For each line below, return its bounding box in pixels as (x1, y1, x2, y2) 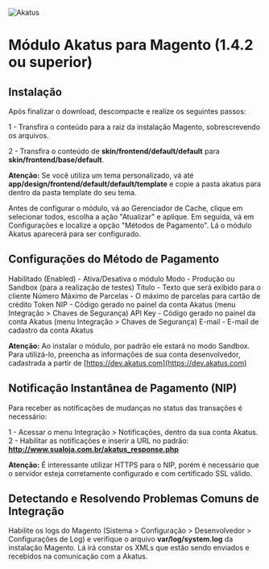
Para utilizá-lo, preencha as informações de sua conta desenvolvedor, (8, 349, 241, 359)
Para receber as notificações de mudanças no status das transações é (8, 403, 243, 412)
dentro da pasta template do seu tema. (8, 188, 137, 197)
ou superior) (8, 53, 93, 72)
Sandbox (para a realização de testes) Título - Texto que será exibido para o (8, 282, 262, 292)
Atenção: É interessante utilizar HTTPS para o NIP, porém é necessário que (8, 460, 259, 470)
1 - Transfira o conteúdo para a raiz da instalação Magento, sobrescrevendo (8, 122, 260, 132)
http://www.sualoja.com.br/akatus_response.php (8, 444, 180, 454)
